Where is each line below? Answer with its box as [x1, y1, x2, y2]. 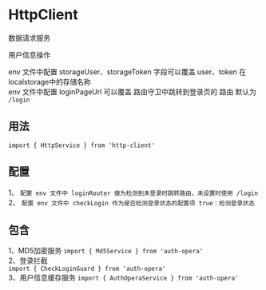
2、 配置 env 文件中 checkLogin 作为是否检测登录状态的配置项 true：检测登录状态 [8, 197, 256, 207]
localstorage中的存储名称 [8, 77, 92, 86]
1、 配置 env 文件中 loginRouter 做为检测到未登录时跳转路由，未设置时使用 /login [8, 188, 258, 197]
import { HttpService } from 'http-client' [8, 141, 156, 149]
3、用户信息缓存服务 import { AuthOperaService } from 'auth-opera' [8, 273, 239, 283]
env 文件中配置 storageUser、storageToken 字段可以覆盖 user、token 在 [8, 66, 247, 77]
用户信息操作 [8, 50, 50, 59]
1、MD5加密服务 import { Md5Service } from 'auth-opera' [8, 246, 204, 256]
